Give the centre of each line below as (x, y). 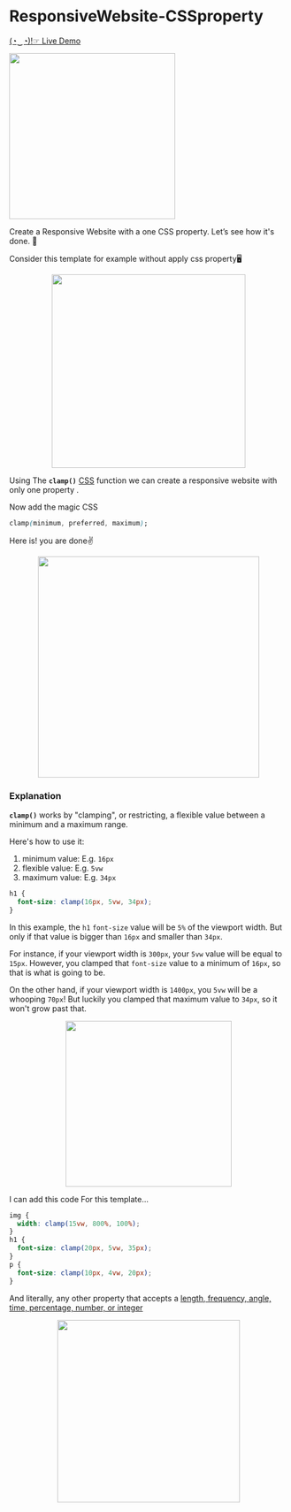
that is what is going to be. (57, 972)
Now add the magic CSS (54, 507)
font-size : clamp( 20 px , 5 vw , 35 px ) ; (84, 1248)
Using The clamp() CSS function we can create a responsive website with (143, 480)
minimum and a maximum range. (69, 825)
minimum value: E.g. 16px (68, 859)
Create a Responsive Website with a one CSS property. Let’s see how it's (142, 231)
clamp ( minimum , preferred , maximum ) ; (79, 523)
